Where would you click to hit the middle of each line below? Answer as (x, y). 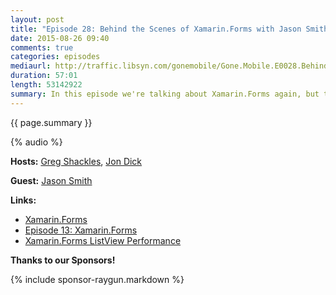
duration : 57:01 (44, 76)
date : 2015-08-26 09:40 (60, 38)
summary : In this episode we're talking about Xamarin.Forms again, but (165, 94)
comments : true (42, 47)
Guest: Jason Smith (51, 180)
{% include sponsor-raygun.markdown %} (97, 279)
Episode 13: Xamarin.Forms (81, 230)
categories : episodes (55, 57)
